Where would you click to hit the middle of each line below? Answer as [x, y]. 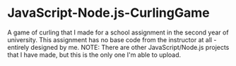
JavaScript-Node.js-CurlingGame [108, 13]
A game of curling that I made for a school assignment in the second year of [118, 32]
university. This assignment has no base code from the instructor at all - [112, 39]
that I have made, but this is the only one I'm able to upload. [94, 55]
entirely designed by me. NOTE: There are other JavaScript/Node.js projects [118, 47]
